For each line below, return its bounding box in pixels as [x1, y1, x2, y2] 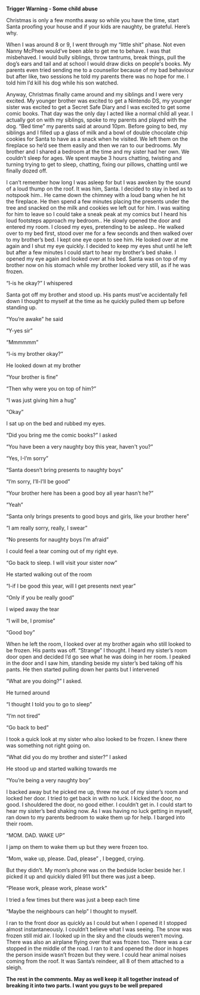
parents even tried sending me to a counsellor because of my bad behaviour [6, 66, 194, 74]
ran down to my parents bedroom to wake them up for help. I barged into [6, 814, 185, 821]
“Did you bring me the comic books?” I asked [6, 431, 118, 438]
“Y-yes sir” [6, 327, 33, 334]
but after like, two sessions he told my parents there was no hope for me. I [6, 73, 189, 80]
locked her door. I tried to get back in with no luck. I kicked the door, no [6, 795, 181, 802]
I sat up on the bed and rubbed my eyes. [6, 420, 106, 427]
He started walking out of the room [6, 571, 93, 577]
